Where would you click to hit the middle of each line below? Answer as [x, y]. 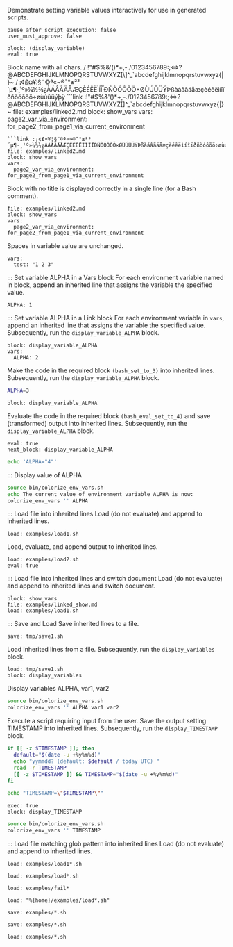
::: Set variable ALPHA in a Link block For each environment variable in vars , [115, 318]
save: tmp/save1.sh [35, 636]
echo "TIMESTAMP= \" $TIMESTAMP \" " [55, 793]
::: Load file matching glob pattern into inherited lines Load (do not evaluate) [115, 844]
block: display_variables [44, 676]
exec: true [23, 806]
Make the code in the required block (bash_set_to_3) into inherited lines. [111, 370]
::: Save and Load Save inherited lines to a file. [73, 624]
